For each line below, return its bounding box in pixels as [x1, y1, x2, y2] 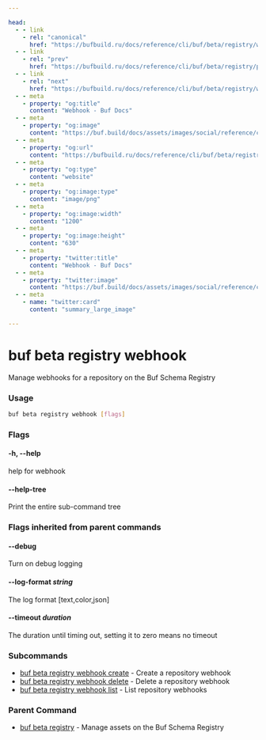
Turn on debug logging [8, 559, 83, 568]
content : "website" [28, 173, 93, 181]
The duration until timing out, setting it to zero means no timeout [8, 630, 218, 639]
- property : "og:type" [22, 165, 97, 174]
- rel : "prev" [22, 55, 69, 63]
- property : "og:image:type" [22, 188, 119, 195]
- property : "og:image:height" [22, 232, 126, 240]
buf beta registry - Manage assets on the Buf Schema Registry [19, 723, 224, 732]
